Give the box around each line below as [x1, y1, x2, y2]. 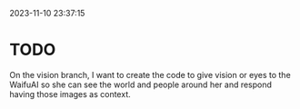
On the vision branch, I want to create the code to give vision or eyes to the [9, 69, 291, 80]
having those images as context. [9, 88, 131, 99]
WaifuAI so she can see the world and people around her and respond [9, 79, 273, 90]
